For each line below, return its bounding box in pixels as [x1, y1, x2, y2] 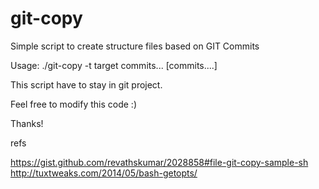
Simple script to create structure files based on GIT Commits [10, 40, 260, 52]
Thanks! [10, 117, 44, 129]
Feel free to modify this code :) [10, 98, 138, 110]
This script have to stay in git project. [10, 78, 163, 91]
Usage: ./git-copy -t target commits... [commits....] [10, 59, 218, 71]
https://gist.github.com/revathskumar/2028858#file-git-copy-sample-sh [10, 156, 309, 168]
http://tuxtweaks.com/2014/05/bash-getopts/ [10, 167, 198, 179]
